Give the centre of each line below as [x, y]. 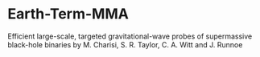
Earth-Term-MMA [68, 14]
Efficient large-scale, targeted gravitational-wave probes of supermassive [130, 36]
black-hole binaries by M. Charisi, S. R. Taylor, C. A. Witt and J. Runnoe [125, 44]
